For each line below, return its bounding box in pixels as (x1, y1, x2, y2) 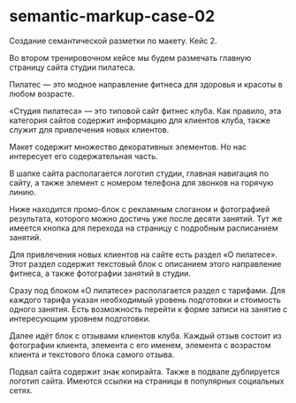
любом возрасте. (9, 88, 75, 99)
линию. (9, 186, 37, 197)
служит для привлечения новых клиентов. (9, 124, 170, 134)
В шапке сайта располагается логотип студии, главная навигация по (9, 168, 269, 179)
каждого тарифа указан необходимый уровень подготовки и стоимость (9, 294, 281, 305)
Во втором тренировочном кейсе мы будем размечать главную (9, 52, 252, 63)
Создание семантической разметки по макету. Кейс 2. (9, 35, 218, 46)
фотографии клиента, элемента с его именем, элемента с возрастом (9, 339, 271, 350)
